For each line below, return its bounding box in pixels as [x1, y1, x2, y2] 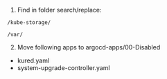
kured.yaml [17, 56, 50, 65]
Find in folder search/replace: [17, 6, 102, 14]
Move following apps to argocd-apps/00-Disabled [17, 43, 161, 51]
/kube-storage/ [7, 19, 51, 26]
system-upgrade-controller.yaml [17, 64, 110, 71]
